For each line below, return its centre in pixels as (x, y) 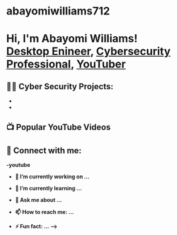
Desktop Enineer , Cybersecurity (88, 52)
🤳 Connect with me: (44, 150)
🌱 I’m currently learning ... (48, 189)
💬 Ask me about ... (38, 200)
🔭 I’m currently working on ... (52, 177)
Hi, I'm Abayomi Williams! (72, 39)
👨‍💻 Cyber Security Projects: (60, 86)
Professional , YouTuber (66, 64)
